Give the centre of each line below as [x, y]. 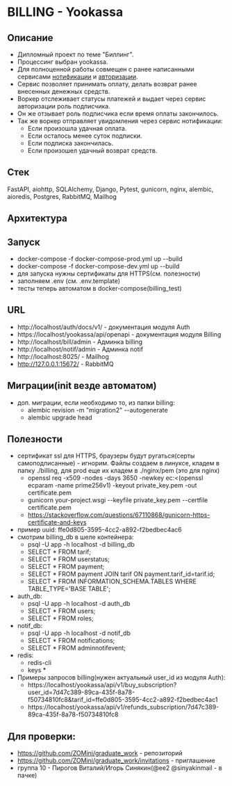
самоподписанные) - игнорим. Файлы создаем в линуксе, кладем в [118, 463]
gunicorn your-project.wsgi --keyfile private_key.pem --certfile [118, 500]
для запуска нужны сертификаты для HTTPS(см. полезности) [109, 274]
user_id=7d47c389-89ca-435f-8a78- [81, 692]
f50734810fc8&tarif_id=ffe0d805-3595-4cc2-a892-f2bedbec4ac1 [123, 700]
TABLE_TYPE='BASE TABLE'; [69, 589]
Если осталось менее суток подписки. [85, 136]
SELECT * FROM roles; [60, 618]
